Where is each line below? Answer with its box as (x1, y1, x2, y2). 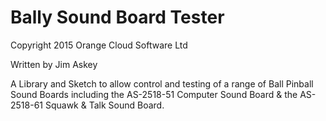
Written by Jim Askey (10, 58, 98, 70)
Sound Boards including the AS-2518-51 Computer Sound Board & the (10, 88, 298, 100)
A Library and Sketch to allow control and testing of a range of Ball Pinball (10, 77, 314, 90)
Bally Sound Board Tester (10, 6, 225, 29)
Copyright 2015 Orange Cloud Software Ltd (10, 39, 188, 51)
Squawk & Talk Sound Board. (44, 99, 165, 111)
